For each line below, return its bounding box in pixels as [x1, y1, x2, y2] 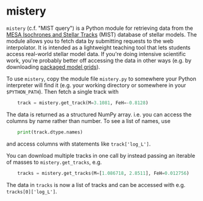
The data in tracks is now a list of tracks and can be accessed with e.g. [6, 181, 186, 188]
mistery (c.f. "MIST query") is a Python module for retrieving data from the [6, 24, 193, 32]
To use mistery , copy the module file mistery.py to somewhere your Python [6, 75, 196, 82]
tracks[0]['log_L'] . [6, 188, 57, 195]
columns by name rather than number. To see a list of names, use [6, 117, 171, 124]
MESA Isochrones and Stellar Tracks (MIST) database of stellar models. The [6, 30, 197, 38]
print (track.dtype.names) [17, 129, 84, 135]
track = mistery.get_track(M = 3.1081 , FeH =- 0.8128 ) [17, 99, 149, 106]
